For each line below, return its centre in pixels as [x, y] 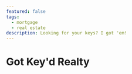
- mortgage [25, 22]
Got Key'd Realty [48, 62]
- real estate [28, 28]
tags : [13, 17]
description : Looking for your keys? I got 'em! [67, 33]
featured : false [26, 11]
